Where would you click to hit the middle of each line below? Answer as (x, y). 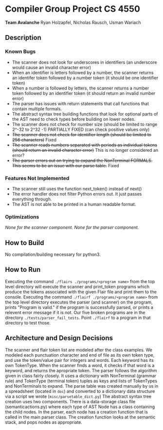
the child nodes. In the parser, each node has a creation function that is (77, 412)
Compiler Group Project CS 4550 (72, 9)
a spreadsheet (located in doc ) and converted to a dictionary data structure (80, 391)
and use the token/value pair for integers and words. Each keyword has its (80, 360)
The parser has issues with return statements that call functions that (81, 104)
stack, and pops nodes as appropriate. (44, 422)
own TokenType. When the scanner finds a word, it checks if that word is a (80, 365)
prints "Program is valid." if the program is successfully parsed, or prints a (79, 307)
